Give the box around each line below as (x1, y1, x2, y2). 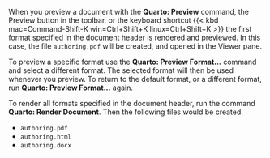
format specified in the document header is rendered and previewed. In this (8, 32, 261, 42)
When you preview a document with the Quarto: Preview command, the (8, 7, 250, 16)
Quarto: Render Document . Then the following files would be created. (8, 107, 243, 117)
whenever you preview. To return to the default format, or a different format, (8, 75, 262, 83)
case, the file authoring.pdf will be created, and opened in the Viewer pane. (8, 41, 262, 51)
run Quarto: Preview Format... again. (8, 83, 134, 92)
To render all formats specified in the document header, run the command (8, 99, 255, 108)
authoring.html (19, 133, 72, 141)
